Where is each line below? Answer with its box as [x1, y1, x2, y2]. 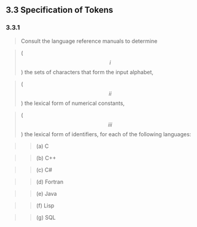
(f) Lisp [36, 202, 55, 209]
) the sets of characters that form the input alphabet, [20, 68, 154, 75]
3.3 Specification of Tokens [6, 5, 114, 15]
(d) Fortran [36, 178, 64, 185]
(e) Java [36, 190, 57, 197]
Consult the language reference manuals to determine [20, 37, 158, 45]
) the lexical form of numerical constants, [20, 99, 125, 107]
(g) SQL [36, 214, 56, 221]
